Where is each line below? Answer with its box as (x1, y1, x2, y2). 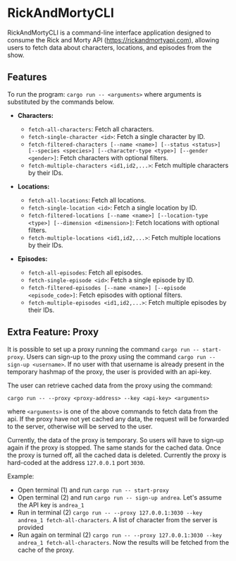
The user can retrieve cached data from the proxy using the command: (7, 381, 213, 390)
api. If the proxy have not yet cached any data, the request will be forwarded (7, 414, 229, 423)
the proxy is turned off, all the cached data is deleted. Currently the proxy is (7, 450, 227, 459)
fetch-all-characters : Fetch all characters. (27, 125, 154, 133)
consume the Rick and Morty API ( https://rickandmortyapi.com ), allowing (7, 35, 220, 44)
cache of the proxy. (17, 545, 75, 554)
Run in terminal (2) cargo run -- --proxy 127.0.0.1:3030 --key (17, 508, 203, 517)
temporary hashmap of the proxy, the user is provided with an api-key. (7, 367, 212, 375)
